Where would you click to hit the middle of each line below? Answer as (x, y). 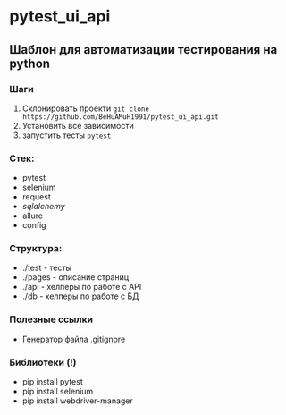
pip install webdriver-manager (78, 401)
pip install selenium (58, 392)
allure (32, 216)
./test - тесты (47, 268)
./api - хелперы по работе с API (82, 287)
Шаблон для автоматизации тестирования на (143, 50)
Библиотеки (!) (43, 362)
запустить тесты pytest (67, 135)
